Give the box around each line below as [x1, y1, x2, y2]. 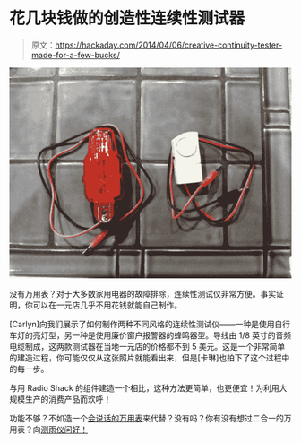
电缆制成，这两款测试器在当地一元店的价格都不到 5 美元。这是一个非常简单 [9, 342, 286, 352]
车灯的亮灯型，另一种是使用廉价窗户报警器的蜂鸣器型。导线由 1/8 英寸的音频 [9, 330, 292, 341]
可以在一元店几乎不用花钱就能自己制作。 [32, 300, 182, 310]
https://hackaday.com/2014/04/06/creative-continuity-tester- [55, 39, 283, 50]
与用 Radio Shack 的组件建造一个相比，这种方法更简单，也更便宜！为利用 [9, 383, 279, 394]
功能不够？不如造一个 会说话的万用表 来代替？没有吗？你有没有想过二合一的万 [9, 413, 292, 424]
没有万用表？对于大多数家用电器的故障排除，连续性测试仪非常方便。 [9, 289, 261, 300]
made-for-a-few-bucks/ [30, 49, 121, 60]
